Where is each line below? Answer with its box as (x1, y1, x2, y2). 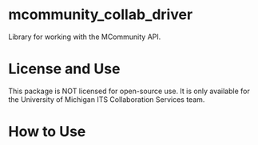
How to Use (8, 123, 86, 141)
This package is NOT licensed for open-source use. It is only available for (8, 86, 250, 96)
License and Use (8, 60, 121, 78)
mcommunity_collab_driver (8, 6, 193, 24)
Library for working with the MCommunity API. (8, 32, 161, 41)
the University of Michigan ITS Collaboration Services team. (8, 94, 205, 104)
